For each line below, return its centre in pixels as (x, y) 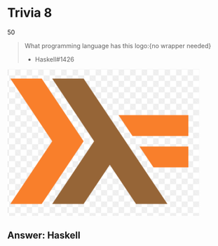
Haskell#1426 (55, 59)
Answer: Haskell (44, 236)
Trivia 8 (30, 13)
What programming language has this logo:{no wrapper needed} (118, 45)
